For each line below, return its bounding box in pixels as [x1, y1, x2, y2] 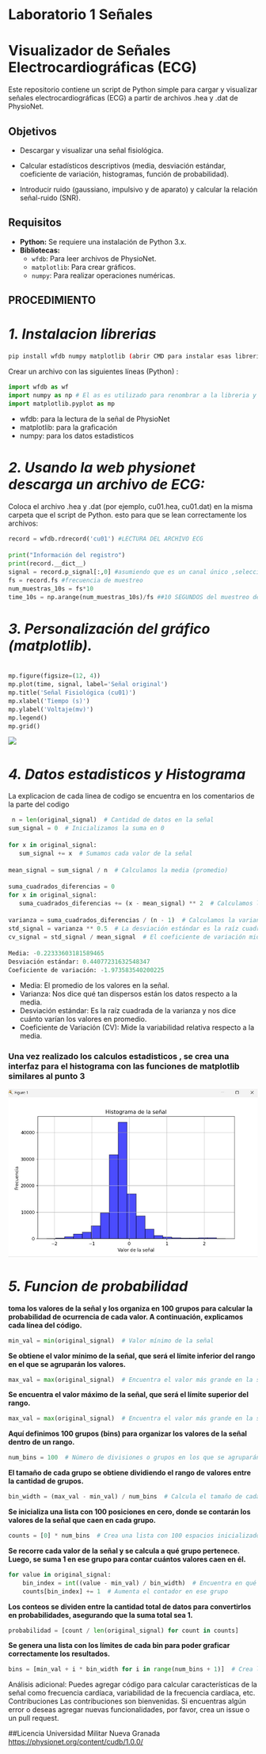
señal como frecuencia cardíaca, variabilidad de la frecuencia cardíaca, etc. [8, 1688, 256, 1698]
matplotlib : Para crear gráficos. [31, 262, 136, 271]
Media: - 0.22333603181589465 [8, 950, 104, 958]
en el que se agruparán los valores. [8, 1359, 127, 1369]
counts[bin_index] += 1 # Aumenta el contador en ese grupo [22, 1587, 228, 1596]
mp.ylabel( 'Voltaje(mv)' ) [8, 705, 93, 713]
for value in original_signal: [8, 1570, 112, 1578]
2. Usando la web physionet [8, 458, 196, 476]
